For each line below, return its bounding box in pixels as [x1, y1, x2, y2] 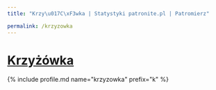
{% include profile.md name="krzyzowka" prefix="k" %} [7, 75, 169, 84]
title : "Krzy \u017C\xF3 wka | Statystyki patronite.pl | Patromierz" [7, 10, 210, 17]
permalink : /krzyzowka [7, 22, 73, 30]
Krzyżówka [7, 53, 74, 68]
